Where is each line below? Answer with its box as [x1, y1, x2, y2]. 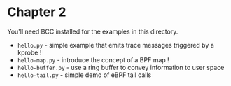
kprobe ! [17, 48, 42, 57]
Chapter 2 [7, 4, 66, 20]
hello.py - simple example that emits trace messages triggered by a [17, 41, 215, 49]
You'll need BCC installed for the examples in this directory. [7, 27, 178, 36]
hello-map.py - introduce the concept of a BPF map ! [17, 55, 169, 64]
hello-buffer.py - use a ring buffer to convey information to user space [17, 63, 225, 71]
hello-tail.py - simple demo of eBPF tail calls [17, 71, 152, 79]
